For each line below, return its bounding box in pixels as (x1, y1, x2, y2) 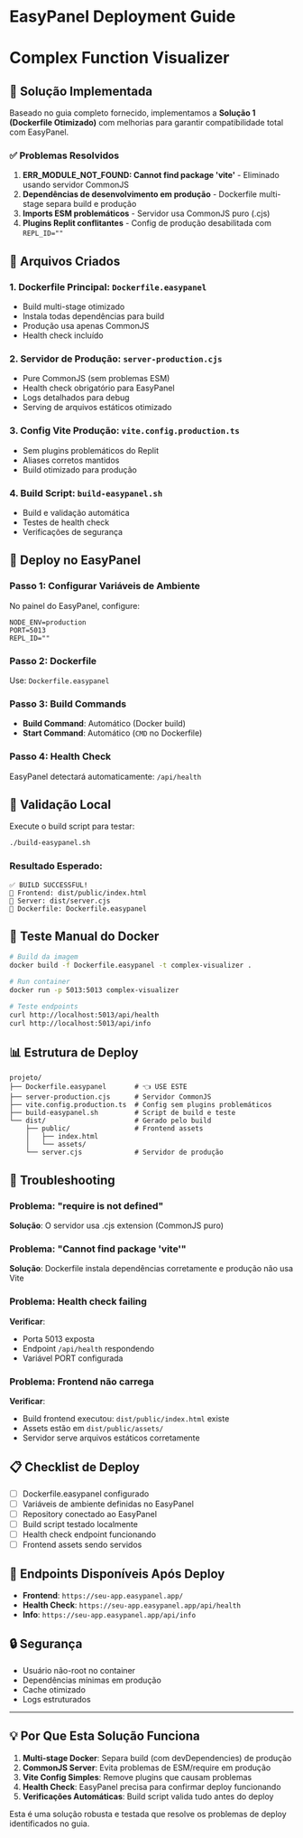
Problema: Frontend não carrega (9, 1375, 155, 1388)
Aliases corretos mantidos (22, 455, 120, 465)
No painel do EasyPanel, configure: (9, 600, 141, 611)
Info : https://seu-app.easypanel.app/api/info (22, 1608, 197, 1619)
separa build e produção (45, 199, 137, 210)
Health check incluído (22, 330, 104, 341)
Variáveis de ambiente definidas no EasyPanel (22, 1498, 194, 1509)
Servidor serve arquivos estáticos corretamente (22, 1432, 200, 1443)
